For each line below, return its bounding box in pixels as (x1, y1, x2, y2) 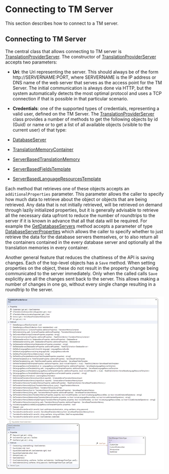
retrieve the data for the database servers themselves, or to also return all (5, 234, 158, 240)
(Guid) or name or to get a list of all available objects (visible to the (12, 121, 151, 127)
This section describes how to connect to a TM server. (5, 20, 119, 26)
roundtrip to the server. (5, 286, 53, 292)
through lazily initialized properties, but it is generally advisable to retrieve (5, 207, 159, 213)
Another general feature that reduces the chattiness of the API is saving (5, 254, 154, 260)
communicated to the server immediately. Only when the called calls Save (5, 270, 158, 276)
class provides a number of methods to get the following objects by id (12, 116, 158, 122)
